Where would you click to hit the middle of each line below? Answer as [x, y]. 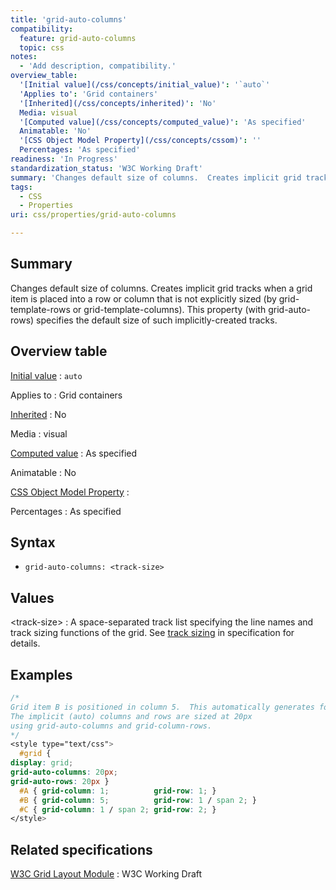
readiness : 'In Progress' [64, 159]
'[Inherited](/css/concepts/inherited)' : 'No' [118, 103]
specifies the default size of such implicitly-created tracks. [157, 320]
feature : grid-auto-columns [78, 38]
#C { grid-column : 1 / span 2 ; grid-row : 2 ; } [118, 809]
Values [32, 597]
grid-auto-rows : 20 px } [60, 781]
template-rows [40, 309]
